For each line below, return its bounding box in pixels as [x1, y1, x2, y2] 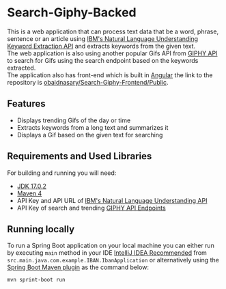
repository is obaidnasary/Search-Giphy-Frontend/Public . [7, 78, 169, 86]
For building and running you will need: [7, 169, 117, 177]
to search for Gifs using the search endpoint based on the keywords [7, 56, 199, 64]
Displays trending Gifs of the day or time [16, 116, 131, 124]
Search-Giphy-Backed [7, 5, 137, 20]
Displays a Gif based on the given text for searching [16, 130, 163, 139]
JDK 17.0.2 [16, 182, 46, 190]
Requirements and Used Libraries [7, 150, 152, 162]
